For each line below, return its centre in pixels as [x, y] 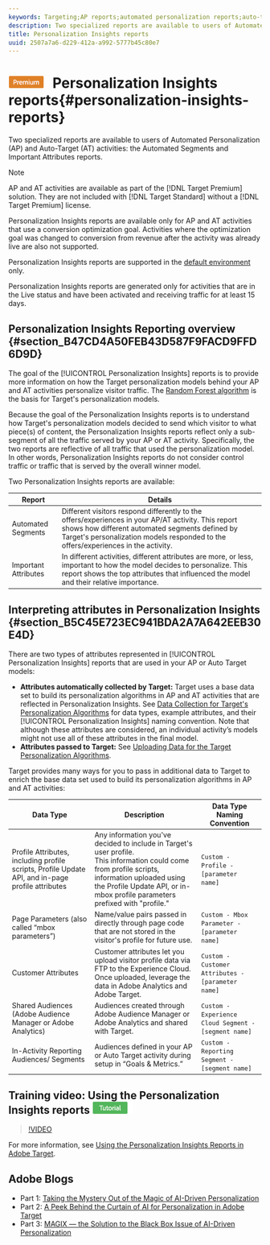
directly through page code [139, 923]
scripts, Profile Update [49, 869]
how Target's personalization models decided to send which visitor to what [133, 423]
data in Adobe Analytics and [141, 986]
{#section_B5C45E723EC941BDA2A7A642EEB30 [135, 622]
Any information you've [133, 835]
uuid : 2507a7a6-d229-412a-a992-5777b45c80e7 [84, 43]
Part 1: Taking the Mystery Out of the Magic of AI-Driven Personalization [139, 1198]
